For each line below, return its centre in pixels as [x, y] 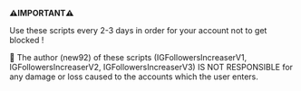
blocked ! [27, 40]
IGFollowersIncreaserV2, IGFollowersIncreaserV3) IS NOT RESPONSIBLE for [151, 67]
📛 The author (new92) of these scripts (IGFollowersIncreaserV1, [128, 57]
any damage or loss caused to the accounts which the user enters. [134, 77]
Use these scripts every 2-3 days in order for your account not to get [138, 30]
